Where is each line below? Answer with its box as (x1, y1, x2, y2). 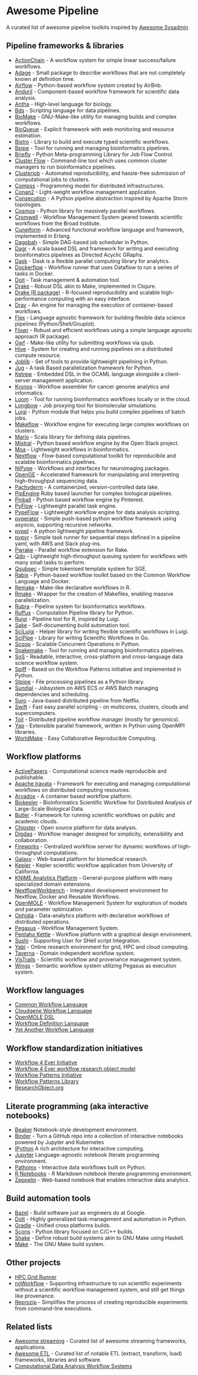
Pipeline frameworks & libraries (6, 41, 124, 51)
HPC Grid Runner (14, 1273, 57, 1280)
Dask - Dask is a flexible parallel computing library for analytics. (14, 257, 170, 264)
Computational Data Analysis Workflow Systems (14, 1363, 132, 1370)
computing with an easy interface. (48, 295, 131, 302)
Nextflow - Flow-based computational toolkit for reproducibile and (14, 452, 176, 459)
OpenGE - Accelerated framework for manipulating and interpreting (14, 471, 179, 478)
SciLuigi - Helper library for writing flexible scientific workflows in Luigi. (14, 628, 189, 635)
